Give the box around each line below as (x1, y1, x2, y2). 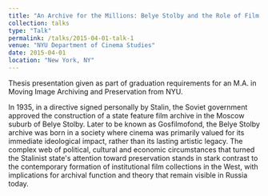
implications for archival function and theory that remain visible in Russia (8, 170, 248, 180)
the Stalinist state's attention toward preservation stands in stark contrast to (8, 153, 258, 162)
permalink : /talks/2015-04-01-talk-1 (8, 34, 134, 42)
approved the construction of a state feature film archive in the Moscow (8, 110, 245, 120)
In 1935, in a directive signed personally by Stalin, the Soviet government (8, 102, 248, 112)
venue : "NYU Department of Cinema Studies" (8, 42, 156, 50)
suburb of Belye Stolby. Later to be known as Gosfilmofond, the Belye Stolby (8, 119, 260, 129)
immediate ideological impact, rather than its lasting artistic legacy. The (8, 136, 243, 146)
